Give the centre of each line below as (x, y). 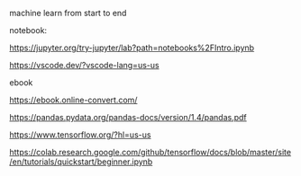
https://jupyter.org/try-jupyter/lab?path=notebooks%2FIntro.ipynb (132, 48)
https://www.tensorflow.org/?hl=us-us (80, 135)
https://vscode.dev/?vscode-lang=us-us (84, 65)
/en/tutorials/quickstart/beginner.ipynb (81, 162)
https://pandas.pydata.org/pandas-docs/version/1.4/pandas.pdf (128, 117)
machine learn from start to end (68, 13)
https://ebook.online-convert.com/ (73, 100)
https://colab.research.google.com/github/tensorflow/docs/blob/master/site (150, 152)
